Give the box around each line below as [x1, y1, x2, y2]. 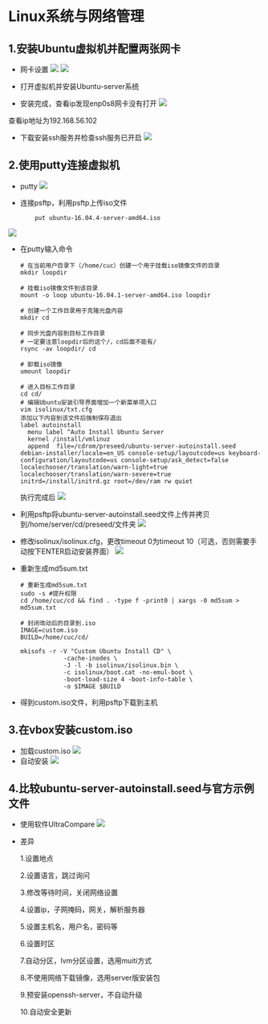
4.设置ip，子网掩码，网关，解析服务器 [19, 904, 146, 915]
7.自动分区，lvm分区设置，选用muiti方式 [19, 956, 152, 965]
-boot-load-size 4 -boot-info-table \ [63, 675, 193, 683]
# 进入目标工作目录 [19, 383, 76, 391]
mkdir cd [19, 314, 50, 322]
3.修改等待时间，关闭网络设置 [19, 888, 119, 897]
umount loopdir [19, 367, 71, 376]
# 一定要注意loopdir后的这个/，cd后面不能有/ [19, 338, 157, 346]
